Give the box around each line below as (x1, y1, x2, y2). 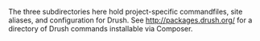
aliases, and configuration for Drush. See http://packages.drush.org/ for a (8, 15, 253, 25)
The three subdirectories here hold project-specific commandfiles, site (8, 7, 243, 16)
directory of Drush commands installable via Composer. (8, 24, 193, 33)
